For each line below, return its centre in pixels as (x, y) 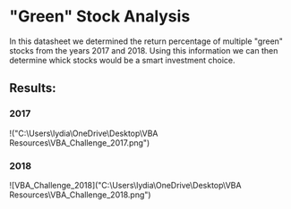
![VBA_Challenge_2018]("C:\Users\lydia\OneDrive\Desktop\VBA (125, 185)
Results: (33, 88)
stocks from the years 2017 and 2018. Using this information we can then (144, 50)
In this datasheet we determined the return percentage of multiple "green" (146, 41)
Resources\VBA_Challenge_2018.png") (80, 195)
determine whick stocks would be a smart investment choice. (122, 60)
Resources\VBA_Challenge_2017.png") (80, 142)
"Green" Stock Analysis (100, 17)
